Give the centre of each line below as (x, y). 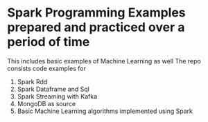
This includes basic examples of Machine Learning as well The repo (104, 61)
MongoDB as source (46, 103)
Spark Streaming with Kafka (57, 96)
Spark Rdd (32, 81)
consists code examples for (47, 68)
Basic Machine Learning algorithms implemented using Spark (105, 111)
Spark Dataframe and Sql (53, 89)
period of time (49, 42)
